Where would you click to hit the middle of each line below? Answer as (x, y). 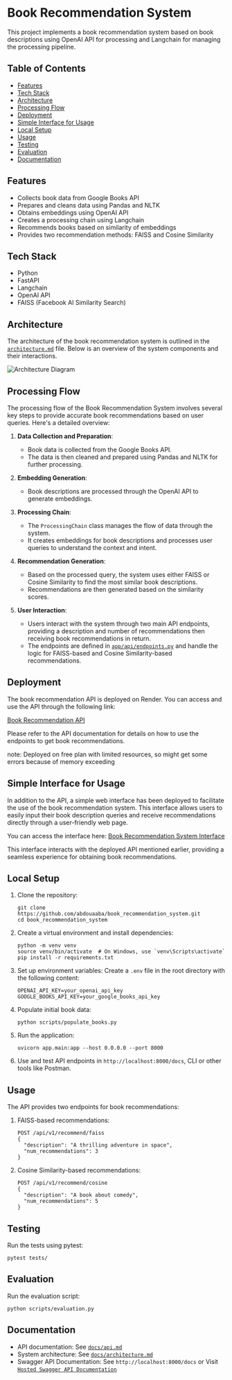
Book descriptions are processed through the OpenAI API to (113, 491)
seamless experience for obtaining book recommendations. (92, 856)
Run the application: (46, 1036)
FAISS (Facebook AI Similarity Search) (71, 303)
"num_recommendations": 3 (61, 1152)
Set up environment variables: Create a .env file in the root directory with (121, 971)
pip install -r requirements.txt (65, 958)
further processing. (55, 464)
